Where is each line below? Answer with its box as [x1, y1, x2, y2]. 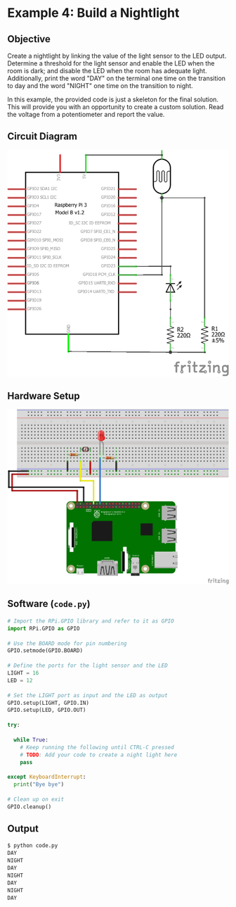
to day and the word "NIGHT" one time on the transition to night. [7, 82, 193, 89]
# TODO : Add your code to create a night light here [20, 751, 178, 758]
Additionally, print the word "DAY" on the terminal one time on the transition [7, 74, 226, 82]
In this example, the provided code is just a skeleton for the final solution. [7, 95, 219, 104]
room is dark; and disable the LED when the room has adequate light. [7, 67, 207, 75]
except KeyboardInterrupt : [7, 773, 86, 781]
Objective [7, 33, 51, 45]
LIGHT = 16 [7, 670, 39, 677]
